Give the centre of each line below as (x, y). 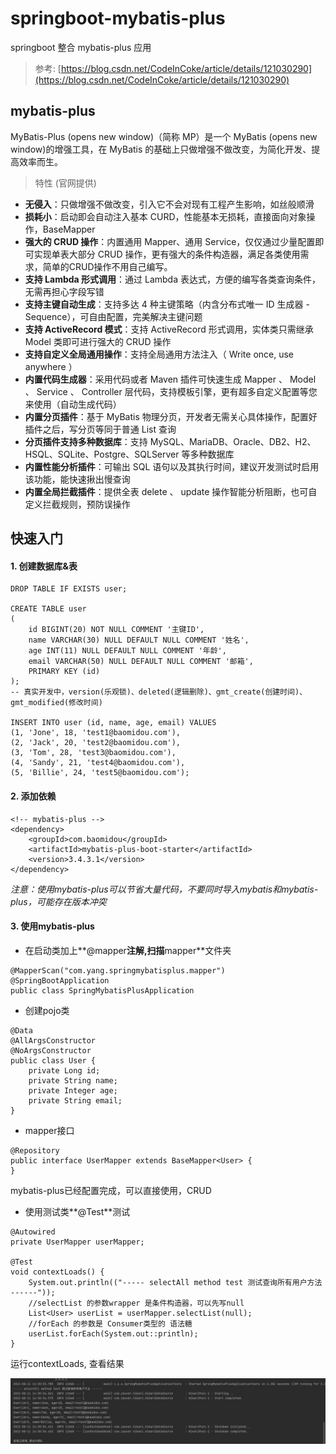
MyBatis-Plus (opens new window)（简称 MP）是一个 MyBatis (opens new (164, 136)
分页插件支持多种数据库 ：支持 (86, 441)
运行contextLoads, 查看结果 (67, 1363)
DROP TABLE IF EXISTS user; (69, 589)
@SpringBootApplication (60, 980)
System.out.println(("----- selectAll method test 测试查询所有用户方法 (175, 1282)
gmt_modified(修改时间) (56, 703)
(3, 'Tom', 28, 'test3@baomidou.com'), (93, 753)
